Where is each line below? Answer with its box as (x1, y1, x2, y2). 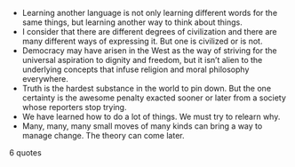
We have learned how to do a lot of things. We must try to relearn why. (21, 111, 281, 122)
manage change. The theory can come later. (21, 131, 185, 140)
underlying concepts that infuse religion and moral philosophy (21, 64, 250, 75)
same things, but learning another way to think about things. (21, 17, 243, 28)
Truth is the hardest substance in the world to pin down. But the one (21, 83, 272, 93)
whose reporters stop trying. (21, 102, 127, 112)
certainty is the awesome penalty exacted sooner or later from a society (21, 92, 287, 103)
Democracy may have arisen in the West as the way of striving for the (21, 45, 277, 56)
